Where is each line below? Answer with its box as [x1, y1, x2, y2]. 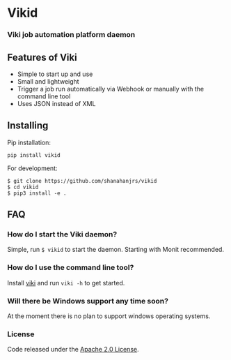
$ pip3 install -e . [7, 190, 67, 197]
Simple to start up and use [17, 70, 93, 78]
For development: [7, 164, 58, 172]
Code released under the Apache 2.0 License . [7, 345, 139, 354]
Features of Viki [7, 51, 78, 63]
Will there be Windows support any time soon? [7, 296, 169, 306]
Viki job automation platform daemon [7, 30, 136, 40]
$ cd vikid [7, 183, 39, 190]
